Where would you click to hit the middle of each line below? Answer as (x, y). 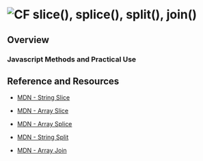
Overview (28, 40)
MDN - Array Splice (44, 124)
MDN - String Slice (43, 98)
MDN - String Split (43, 137)
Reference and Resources (63, 81)
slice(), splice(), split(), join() (114, 15)
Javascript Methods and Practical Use (72, 59)
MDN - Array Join (42, 151)
